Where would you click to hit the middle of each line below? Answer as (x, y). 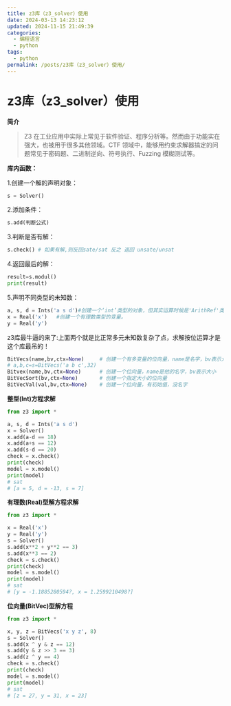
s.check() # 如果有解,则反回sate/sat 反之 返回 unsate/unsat (91, 250)
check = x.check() (33, 456)
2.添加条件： (25, 210)
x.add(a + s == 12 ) (32, 443)
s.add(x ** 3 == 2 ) (32, 553)
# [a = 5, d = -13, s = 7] (46, 488)
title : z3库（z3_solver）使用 (48, 13)
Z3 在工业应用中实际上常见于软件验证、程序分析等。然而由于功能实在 (122, 136)
